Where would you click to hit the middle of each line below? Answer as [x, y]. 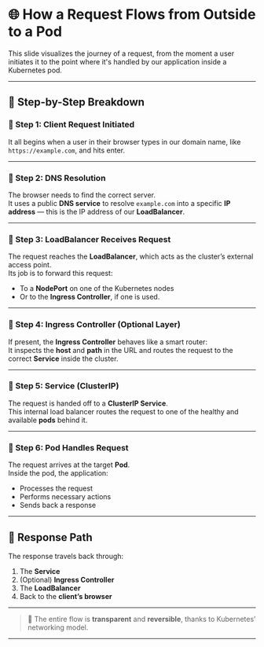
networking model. [58, 627]
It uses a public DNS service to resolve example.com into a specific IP [119, 203]
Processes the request [56, 488]
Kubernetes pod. [35, 70]
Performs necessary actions [65, 497]
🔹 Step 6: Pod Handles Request [68, 447]
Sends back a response [58, 505]
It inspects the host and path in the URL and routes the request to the [121, 350]
